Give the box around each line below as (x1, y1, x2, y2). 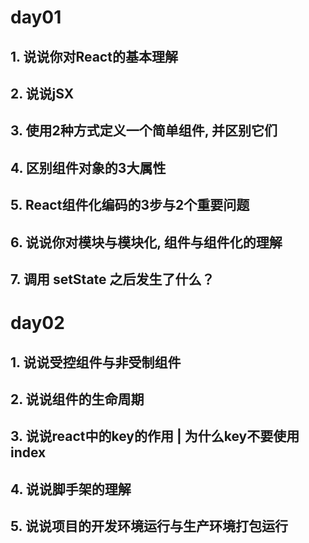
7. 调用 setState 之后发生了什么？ (10, 271, 215, 288)
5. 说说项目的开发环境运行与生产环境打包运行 (10, 518, 288, 535)
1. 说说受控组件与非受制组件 (10, 354, 182, 371)
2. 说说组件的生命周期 (10, 391, 145, 408)
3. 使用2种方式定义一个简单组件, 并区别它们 (10, 122, 278, 140)
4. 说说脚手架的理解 (10, 481, 132, 498)
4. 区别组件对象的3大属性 (10, 159, 167, 176)
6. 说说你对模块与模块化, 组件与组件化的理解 (10, 234, 283, 251)
